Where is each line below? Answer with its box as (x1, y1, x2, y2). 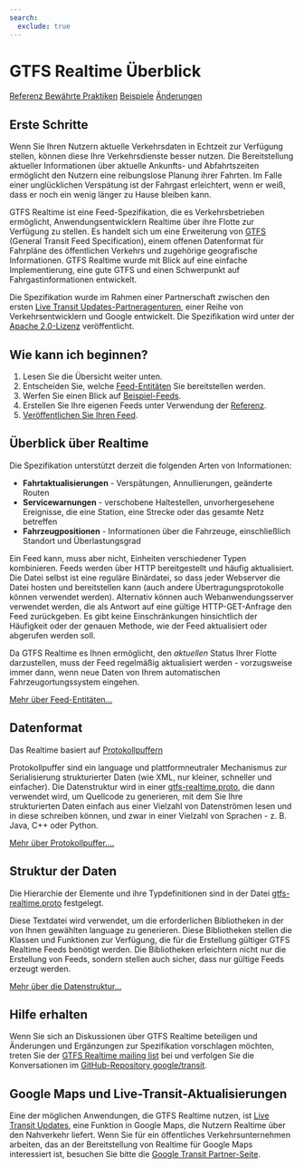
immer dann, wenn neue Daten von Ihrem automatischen (9, 667, 221, 677)
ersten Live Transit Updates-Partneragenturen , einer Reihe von (9, 301, 244, 313)
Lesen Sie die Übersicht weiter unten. (22, 371, 163, 382)
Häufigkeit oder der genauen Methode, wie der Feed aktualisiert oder (9, 620, 268, 631)
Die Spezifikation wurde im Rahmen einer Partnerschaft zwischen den (9, 292, 270, 303)
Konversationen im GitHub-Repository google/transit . (9, 1060, 208, 1071)
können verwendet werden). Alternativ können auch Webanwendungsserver (9, 591, 294, 602)
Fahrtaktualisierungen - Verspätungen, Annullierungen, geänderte (22, 477, 273, 488)
